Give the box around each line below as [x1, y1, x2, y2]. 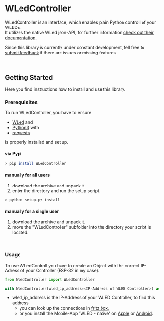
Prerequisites [5, 99, 38, 106]
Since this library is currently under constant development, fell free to [5, 44, 145, 50]
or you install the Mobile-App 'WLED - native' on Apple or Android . [19, 310, 153, 317]
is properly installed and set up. [5, 139, 68, 145]
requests [12, 130, 30, 135]
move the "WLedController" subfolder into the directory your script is [12, 224, 151, 230]
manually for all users [5, 172, 50, 178]
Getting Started [5, 73, 53, 81]
